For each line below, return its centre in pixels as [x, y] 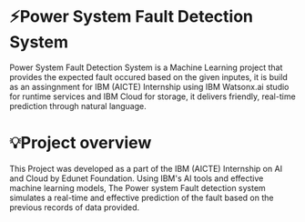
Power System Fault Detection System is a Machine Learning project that [146, 67]
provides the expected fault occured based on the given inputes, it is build [149, 76]
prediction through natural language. [78, 106]
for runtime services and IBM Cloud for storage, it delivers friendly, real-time [152, 96]
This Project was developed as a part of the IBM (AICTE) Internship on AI [146, 168]
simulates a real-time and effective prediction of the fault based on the [142, 197]
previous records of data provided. [75, 207]
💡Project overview [81, 143]
